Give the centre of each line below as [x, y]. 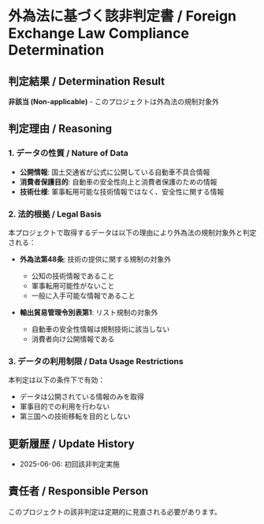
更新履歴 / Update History [72, 443]
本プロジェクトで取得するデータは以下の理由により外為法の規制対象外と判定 [132, 232]
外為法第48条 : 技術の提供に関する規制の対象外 [95, 259]
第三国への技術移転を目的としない [75, 416]
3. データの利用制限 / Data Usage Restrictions [96, 361]
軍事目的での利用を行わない [65, 407]
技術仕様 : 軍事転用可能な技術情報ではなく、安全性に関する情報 [122, 191]
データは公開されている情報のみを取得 [82, 397]
